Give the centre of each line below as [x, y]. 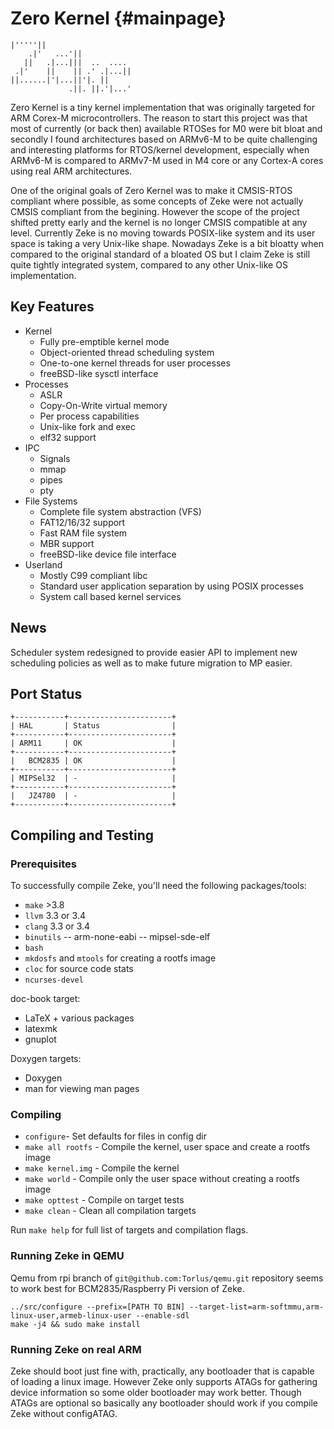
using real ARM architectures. [71, 171]
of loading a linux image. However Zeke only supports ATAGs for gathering [164, 1381]
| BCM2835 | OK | [93, 761]
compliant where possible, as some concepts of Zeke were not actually [157, 201]
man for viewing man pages [82, 1089]
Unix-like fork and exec [87, 426]
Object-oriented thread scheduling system [127, 352]
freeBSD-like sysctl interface [99, 373]
